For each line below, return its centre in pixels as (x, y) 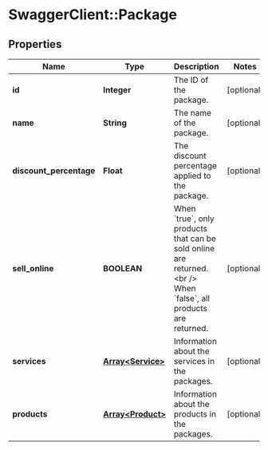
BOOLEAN (123, 268)
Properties (35, 44)
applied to (192, 176)
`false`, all (191, 298)
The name (193, 113)
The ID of (191, 80)
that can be (195, 239)
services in (194, 361)
